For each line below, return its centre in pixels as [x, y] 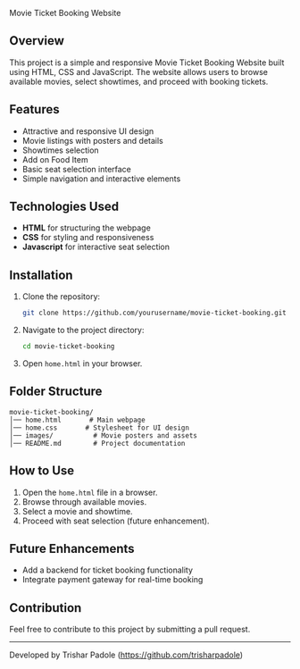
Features [34, 109]
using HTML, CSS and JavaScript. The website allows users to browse [139, 71]
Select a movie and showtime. [77, 511]
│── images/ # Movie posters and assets [104, 435]
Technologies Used [64, 207]
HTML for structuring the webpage [87, 228]
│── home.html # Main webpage [77, 420]
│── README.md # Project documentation [97, 443]
